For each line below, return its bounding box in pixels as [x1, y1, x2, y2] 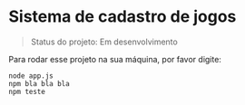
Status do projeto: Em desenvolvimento [30, 36, 178, 47]
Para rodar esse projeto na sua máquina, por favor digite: [8, 53, 221, 64]
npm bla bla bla [8, 79, 70, 88]
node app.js [8, 71, 54, 81]
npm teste [8, 87, 46, 96]
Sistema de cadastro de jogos [8, 6, 237, 27]
